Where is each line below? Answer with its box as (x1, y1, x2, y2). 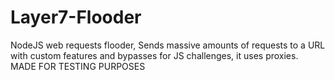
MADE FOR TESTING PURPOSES (10, 60, 146, 72)
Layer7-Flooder (10, 6, 142, 29)
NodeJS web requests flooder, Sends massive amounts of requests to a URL (10, 39, 326, 51)
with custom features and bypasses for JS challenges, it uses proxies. (10, 49, 299, 61)
